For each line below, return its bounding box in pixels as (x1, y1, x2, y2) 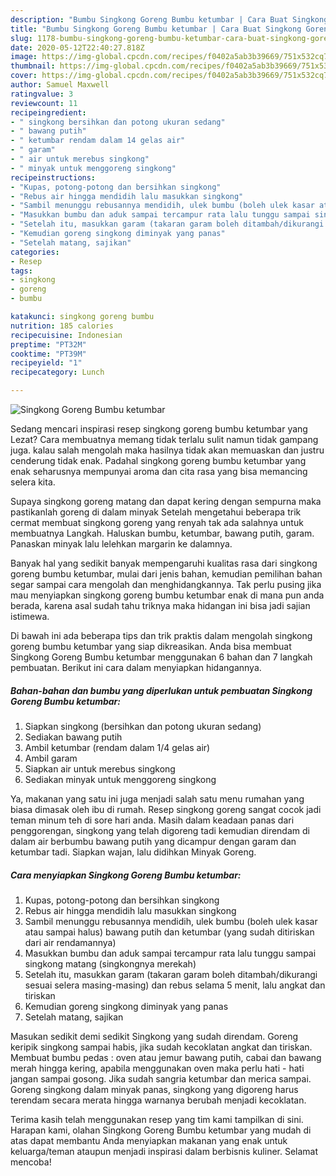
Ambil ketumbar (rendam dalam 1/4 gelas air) (24, 741, 211, 753)
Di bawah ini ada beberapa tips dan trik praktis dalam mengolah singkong (10, 630, 313, 641)
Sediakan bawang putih (24, 731, 123, 743)
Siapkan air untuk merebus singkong (24, 762, 176, 775)
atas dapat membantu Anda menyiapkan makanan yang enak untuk (10, 1134, 288, 1146)
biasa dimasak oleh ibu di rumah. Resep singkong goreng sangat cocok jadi (10, 803, 322, 815)
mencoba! (10, 1156, 52, 1168)
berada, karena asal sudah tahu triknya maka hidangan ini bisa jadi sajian (10, 600, 311, 611)
